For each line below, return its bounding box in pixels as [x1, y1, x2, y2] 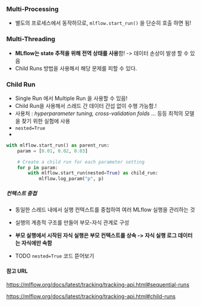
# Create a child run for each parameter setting [17, 159, 145, 165]
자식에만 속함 [21, 239, 53, 247]
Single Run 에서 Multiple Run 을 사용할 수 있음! [15, 95, 128, 102]
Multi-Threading [6, 35, 56, 44]
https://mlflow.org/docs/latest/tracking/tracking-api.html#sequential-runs [6, 281, 189, 288]
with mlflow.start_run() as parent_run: [6, 142, 110, 148]
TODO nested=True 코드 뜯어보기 [15, 252, 94, 259]
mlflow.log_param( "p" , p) [38, 176, 104, 182]
